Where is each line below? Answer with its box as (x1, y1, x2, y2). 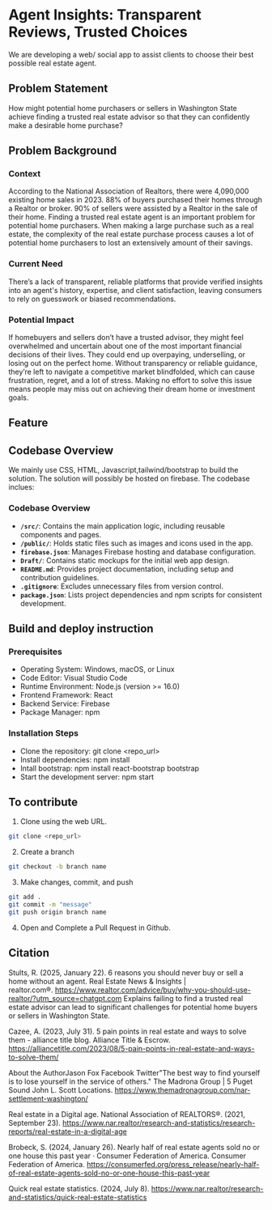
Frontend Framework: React (19, 690, 113, 700)
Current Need (8, 258, 63, 270)
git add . (8, 893, 42, 902)
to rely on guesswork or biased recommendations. (8, 294, 176, 304)
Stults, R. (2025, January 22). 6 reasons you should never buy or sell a (8, 967, 244, 977)
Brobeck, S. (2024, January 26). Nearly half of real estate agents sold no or (8, 1142, 261, 1152)
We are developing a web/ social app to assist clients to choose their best (8, 49, 254, 59)
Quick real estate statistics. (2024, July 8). (8, 1183, 150, 1193)
